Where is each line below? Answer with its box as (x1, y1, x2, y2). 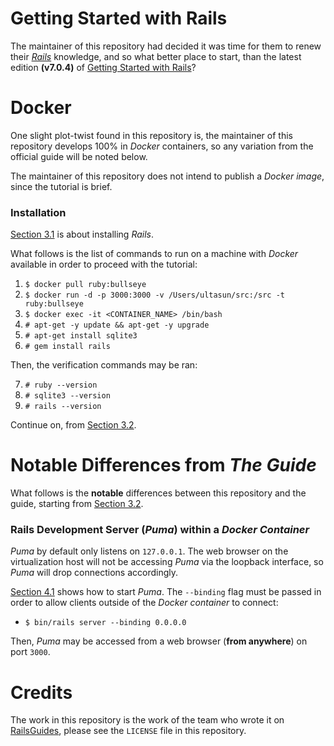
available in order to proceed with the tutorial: (10, 258, 198, 271)
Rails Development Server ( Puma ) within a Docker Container (10, 523, 310, 537)
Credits (10, 681, 73, 704)
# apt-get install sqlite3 (24, 331, 138, 341)
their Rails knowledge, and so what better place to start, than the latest (10, 50, 302, 62)
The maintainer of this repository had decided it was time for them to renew (10, 40, 322, 52)
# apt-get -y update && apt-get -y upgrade (24, 320, 210, 331)
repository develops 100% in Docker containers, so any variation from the (10, 140, 314, 152)
